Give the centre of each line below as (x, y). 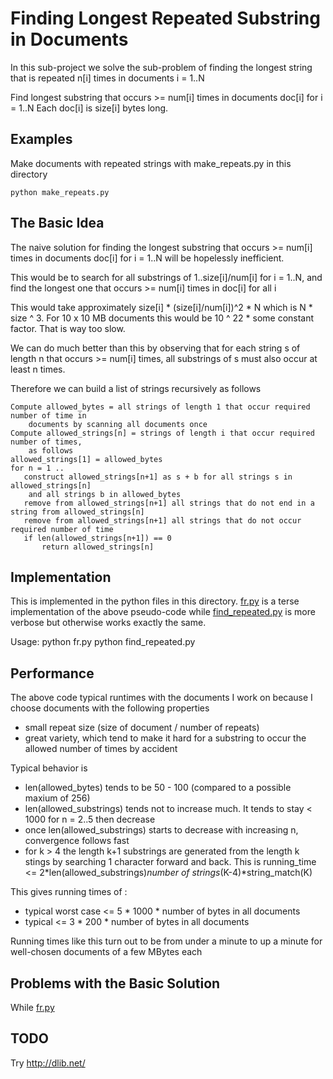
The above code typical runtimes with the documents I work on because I (161, 698)
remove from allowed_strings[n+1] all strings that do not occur (162, 520)
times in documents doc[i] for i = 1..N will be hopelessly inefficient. (147, 258)
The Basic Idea (57, 223)
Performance (52, 673)
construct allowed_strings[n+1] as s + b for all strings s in (158, 477)
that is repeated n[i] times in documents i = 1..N (107, 78)
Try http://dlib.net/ (48, 1063)
